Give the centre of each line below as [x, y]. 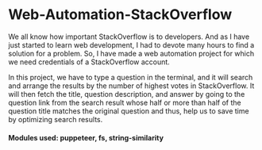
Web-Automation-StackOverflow [120, 15]
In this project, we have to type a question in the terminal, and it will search [131, 77]
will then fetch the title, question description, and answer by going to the [127, 94]
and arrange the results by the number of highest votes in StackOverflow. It [131, 86]
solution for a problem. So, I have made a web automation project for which [131, 53]
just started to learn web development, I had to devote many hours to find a [131, 44]
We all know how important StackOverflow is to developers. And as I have [129, 37]
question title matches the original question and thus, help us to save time [129, 111]
